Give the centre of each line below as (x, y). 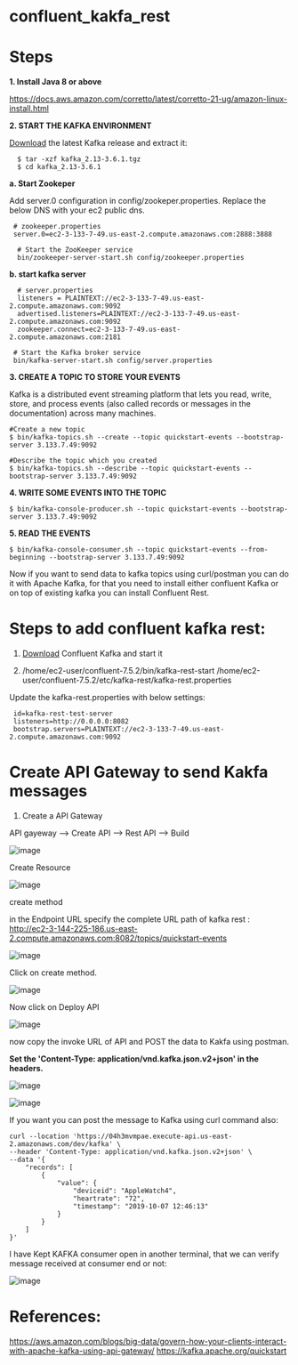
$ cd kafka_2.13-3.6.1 (59, 167)
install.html (29, 109)
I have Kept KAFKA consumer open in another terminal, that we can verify (145, 1254)
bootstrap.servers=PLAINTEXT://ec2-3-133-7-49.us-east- (119, 730)
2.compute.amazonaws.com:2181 (65, 337)
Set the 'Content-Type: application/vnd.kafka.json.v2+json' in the (134, 1059)
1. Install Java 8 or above (56, 82)
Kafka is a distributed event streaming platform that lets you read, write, (141, 394)
